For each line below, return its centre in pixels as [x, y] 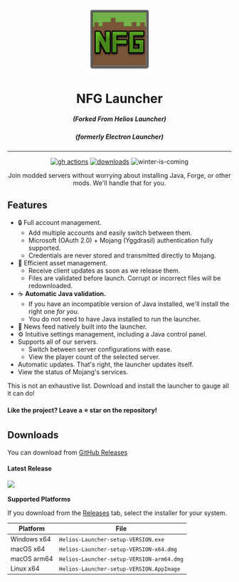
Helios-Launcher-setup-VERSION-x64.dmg [118, 549]
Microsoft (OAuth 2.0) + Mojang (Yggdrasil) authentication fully [121, 240]
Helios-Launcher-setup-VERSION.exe [112, 539]
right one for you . [54, 312]
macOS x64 [28, 549]
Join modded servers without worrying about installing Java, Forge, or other [119, 175]
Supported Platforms [39, 499]
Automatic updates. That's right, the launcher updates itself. [106, 364]
